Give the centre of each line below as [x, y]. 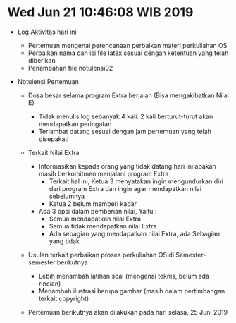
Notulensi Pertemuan [48, 81]
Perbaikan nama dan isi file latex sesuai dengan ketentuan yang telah [128, 53]
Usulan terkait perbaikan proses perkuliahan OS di [101, 255]
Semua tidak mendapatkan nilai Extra [103, 226]
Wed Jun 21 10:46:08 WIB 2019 [100, 12]
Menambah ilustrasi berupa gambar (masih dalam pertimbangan [132, 291]
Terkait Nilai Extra [54, 152]
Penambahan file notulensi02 [70, 68]
